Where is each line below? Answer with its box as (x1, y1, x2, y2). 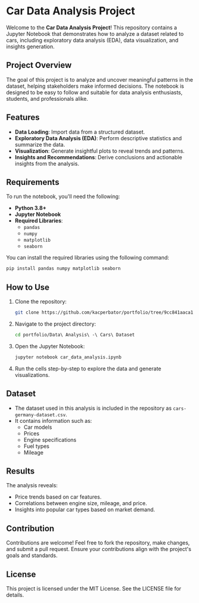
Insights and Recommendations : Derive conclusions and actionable (14, 153, 182, 160)
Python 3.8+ (14, 205, 46, 212)
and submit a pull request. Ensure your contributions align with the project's (6, 546, 192, 553)
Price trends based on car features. (14, 493, 102, 500)
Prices (23, 429, 40, 437)
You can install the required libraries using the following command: (6, 254, 169, 261)
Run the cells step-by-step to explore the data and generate (14, 365, 162, 372)
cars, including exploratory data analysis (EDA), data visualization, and (6, 36, 179, 44)
